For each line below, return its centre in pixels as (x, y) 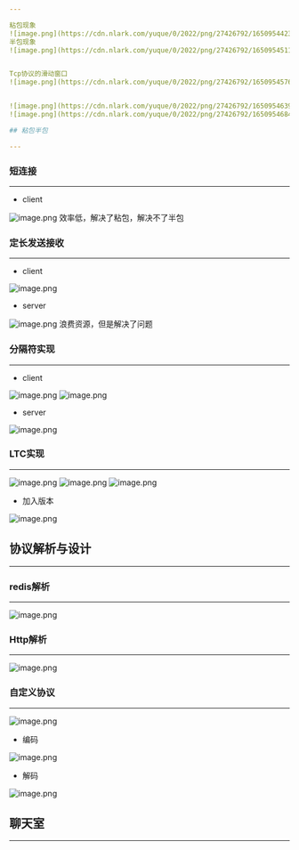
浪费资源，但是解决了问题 (106, 324)
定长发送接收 (37, 243)
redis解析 (30, 587)
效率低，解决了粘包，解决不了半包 (121, 217)
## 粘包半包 (29, 130)
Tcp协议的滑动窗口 (39, 74)
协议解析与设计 (50, 549)
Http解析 (28, 639)
